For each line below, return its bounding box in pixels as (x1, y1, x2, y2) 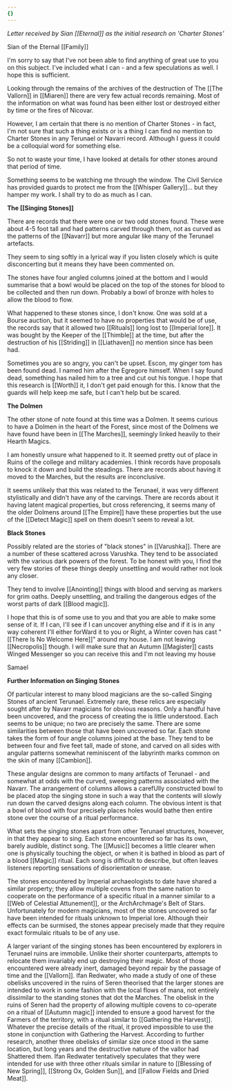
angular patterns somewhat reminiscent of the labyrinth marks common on (7, 748, 220, 757)
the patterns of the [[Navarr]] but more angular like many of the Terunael (7, 232, 214, 240)
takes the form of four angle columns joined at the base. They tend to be (7, 734, 213, 742)
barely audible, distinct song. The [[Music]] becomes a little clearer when (7, 841, 215, 850)
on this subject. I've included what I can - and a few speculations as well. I (7, 63, 219, 71)
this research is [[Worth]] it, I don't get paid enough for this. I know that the (7, 381, 221, 389)
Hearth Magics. (7, 437, 51, 445)
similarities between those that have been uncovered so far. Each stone (7, 727, 211, 735)
